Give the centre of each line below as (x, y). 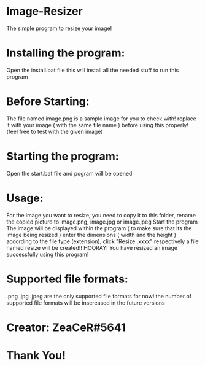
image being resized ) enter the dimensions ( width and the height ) (91, 235)
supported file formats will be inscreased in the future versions (86, 303)
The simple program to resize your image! (59, 28)
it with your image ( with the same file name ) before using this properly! (98, 125)
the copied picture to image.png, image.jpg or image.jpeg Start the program (102, 222)
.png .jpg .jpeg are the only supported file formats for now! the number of (99, 296)
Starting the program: (63, 156)
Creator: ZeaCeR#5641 (66, 327)
